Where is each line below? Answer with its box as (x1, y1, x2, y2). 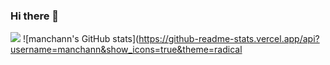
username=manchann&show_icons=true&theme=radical (10, 44, 243, 56)
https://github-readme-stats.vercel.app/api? (138, 33, 320, 45)
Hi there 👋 (10, 9, 60, 23)
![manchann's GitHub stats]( (22, 33, 140, 45)
